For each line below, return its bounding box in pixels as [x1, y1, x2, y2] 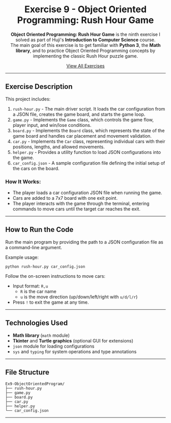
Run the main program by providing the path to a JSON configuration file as [5, 239, 164, 245]
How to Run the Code [5, 225, 74, 234]
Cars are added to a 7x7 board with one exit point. [12, 195, 118, 201]
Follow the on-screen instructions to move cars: [5, 273, 106, 279]
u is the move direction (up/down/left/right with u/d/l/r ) [20, 294, 138, 300]
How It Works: [5, 178, 41, 185]
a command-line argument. [5, 244, 63, 250]
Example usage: [5, 254, 39, 260]
